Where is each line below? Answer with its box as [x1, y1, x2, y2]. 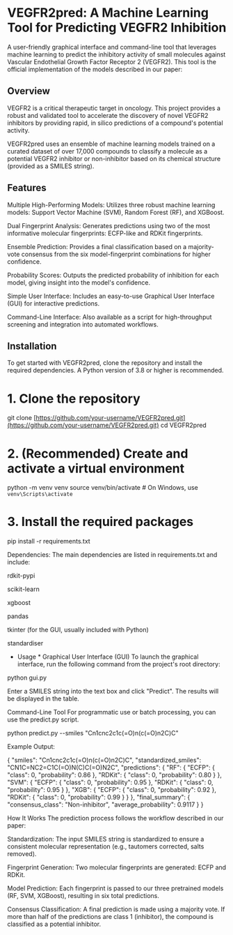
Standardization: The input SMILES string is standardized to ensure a [7, 835, 204, 844]
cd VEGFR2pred [160, 421, 207, 430]
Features [7, 182, 47, 194]
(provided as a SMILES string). [7, 162, 95, 170]
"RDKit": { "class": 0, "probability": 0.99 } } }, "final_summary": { [7, 793, 191, 802]
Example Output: [7, 742, 56, 751]
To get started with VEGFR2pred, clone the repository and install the [7, 359, 203, 367]
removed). [7, 850, 37, 858]
